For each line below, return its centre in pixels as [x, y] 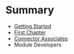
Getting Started [32, 26]
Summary [30, 10]
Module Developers [38, 45]
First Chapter [30, 32]
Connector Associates [41, 38]
